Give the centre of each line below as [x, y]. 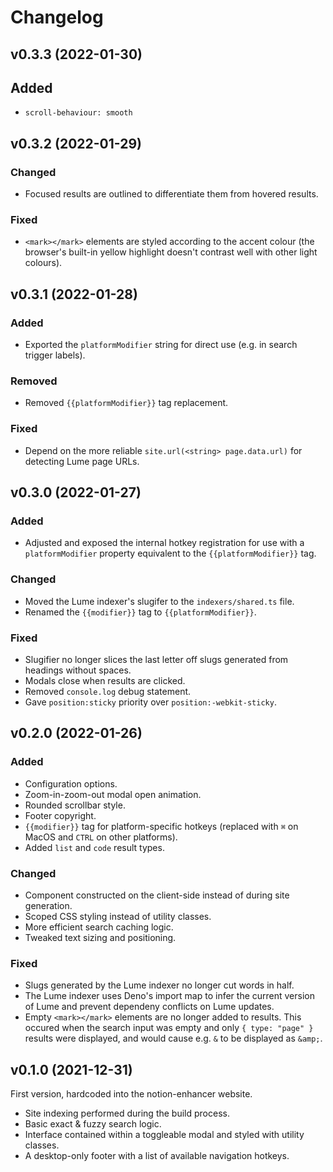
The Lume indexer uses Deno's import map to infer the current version [169, 996]
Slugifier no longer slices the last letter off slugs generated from [156, 659]
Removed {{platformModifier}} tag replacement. [126, 403]
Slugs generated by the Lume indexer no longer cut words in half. [159, 985]
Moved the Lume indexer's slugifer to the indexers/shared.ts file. [159, 601]
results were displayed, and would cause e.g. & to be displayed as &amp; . [173, 1038]
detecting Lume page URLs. [82, 461]
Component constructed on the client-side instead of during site [157, 895]
